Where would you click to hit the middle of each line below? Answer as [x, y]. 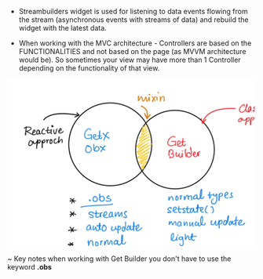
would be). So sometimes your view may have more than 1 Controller [130, 60]
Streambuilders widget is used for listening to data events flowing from [133, 11]
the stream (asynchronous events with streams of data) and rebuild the [133, 20]
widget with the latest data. [62, 28]
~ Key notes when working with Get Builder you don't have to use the [119, 259]
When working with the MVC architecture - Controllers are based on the [135, 43]
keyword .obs [30, 266]
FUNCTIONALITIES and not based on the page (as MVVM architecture [132, 51]
